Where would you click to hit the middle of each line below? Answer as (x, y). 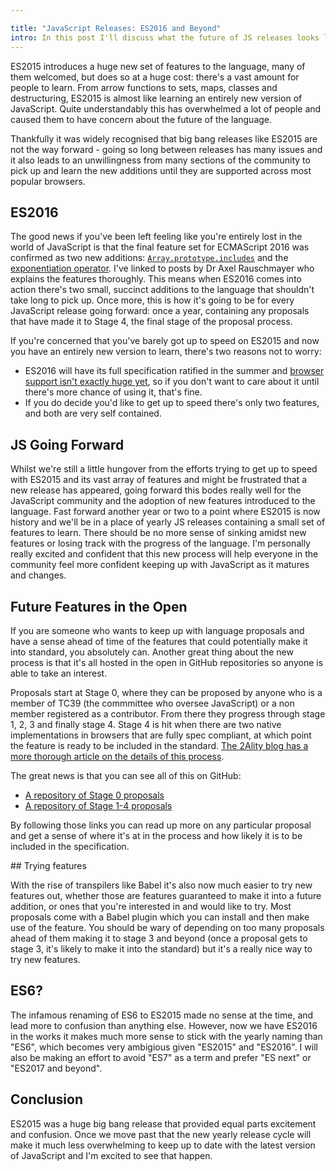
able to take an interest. (59, 673)
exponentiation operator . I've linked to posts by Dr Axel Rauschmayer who (162, 268)
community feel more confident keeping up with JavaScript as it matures (160, 565)
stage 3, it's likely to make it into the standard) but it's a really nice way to (161, 948)
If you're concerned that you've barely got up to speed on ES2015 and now (165, 341)
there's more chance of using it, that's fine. (113, 392)
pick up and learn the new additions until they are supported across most (161, 170)
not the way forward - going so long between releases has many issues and (166, 149)
